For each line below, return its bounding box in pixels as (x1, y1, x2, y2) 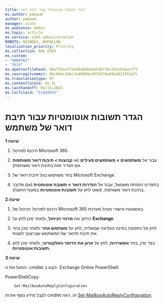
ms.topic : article (5, 30, 43, 35)
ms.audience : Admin (5, 26, 45, 31)
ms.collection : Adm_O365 (5, 48, 56, 53)
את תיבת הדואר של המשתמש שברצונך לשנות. (12, 230, 98, 236)
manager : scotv (5, 21, 37, 26)
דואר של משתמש (5, 122, 73, 133)
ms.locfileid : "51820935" (5, 90, 58, 95)
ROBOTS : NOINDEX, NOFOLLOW (5, 40, 61, 44)
